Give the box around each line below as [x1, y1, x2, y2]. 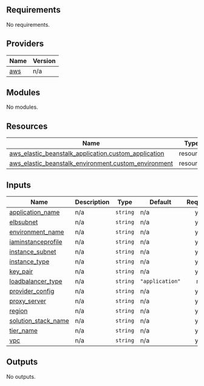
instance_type [9, 257, 50, 266]
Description [75, 198, 110, 206]
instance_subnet [9, 248, 56, 256]
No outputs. [6, 373, 36, 380]
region [9, 306, 28, 315]
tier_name [9, 327, 38, 335]
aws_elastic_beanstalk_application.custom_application [9, 149, 165, 158]
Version [32, 56, 56, 65]
